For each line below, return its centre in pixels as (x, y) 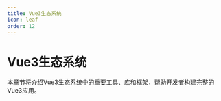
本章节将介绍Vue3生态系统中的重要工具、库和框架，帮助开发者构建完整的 (111, 82)
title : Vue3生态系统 (34, 13)
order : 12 (21, 26)
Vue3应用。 (24, 91)
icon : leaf (23, 20)
